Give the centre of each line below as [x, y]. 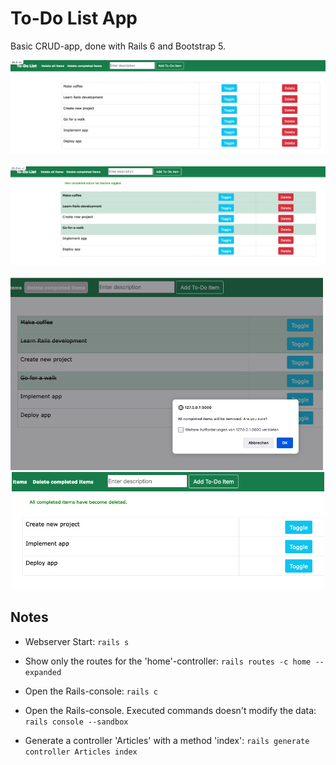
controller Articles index [81, 752]
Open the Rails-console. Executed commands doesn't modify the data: [170, 710]
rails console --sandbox [76, 722]
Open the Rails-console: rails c [91, 691]
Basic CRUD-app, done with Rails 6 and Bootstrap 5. [118, 46]
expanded [43, 672]
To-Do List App [74, 18]
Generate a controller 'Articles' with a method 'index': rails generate [167, 740]
